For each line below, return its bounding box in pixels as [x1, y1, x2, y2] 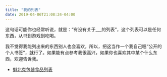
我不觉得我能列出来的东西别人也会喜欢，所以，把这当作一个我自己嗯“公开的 [5, 43, 162, 49]
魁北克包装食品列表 [12, 66, 53, 72]
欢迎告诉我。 [14, 55, 41, 61]
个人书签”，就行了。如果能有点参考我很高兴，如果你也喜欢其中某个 [5, 49, 145, 55]
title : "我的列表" [5, 7, 41, 12]
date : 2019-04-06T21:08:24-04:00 [5, 12, 76, 17]
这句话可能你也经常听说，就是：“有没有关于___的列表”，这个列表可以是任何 [5, 26, 161, 32]
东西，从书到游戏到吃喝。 [5, 32, 59, 38]
